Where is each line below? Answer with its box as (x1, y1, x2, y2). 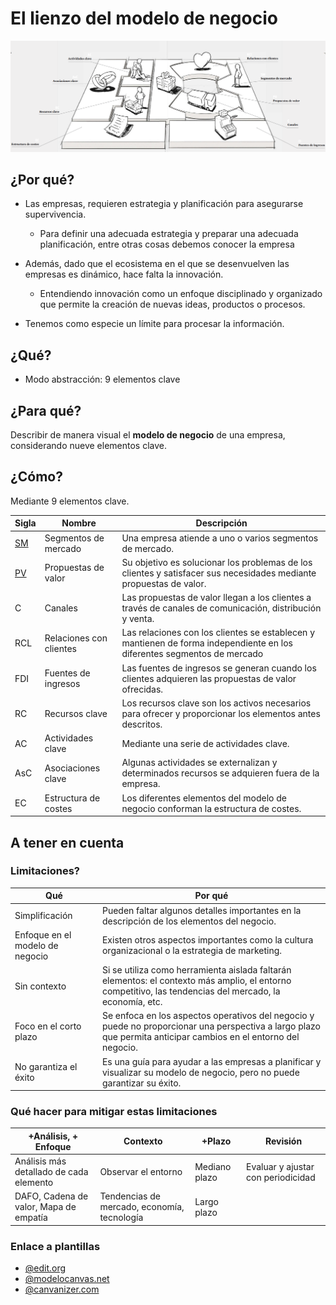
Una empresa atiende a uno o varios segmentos (121, 532, 319, 544)
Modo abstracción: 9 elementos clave (24, 373, 181, 386)
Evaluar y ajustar (246, 1160, 315, 1172)
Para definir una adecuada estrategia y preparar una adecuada (39, 228, 299, 240)
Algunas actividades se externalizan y (121, 757, 278, 769)
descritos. (121, 718, 163, 730)
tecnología (99, 1212, 144, 1224)
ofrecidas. (121, 683, 164, 695)
